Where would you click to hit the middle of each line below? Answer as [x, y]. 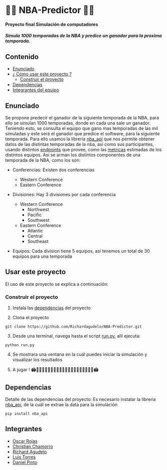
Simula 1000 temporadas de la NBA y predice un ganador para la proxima [83, 36]
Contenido [22, 57]
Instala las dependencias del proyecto [51, 308]
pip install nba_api [27, 414]
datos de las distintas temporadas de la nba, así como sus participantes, [79, 144]
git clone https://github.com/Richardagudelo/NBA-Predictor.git [73, 327]
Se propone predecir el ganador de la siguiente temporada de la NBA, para [82, 118]
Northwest [38, 210]
